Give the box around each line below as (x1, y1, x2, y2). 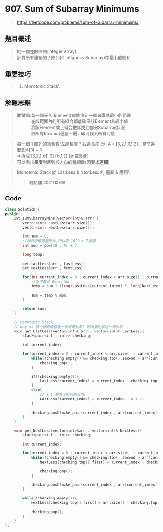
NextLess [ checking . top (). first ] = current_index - (39, 460, 145, 465)
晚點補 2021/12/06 (29, 180, 65, 185)
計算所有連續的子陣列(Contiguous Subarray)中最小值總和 (16, 54, 131, 60)
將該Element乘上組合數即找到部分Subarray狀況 (31, 125, 125, 131)
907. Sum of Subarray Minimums (5, 3, 140, 15)
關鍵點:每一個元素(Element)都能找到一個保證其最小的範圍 (16, 113, 131, 118)
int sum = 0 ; (22, 234, 49, 239)
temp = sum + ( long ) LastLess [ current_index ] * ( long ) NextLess (31, 284, 160, 289)
